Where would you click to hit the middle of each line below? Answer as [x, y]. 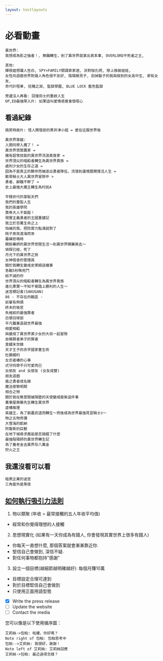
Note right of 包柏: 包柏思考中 [36, 639]
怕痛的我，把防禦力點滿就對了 [31, 229]
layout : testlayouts [26, 10]
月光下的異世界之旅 [22, 255]
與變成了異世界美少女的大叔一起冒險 [37, 334]
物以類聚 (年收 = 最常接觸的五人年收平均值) [56, 514]
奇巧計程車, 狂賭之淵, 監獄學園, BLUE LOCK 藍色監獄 [54, 86]
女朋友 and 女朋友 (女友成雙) [33, 371]
